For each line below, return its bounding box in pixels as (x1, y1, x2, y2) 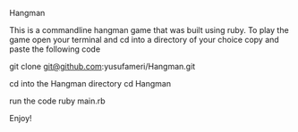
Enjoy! (9, 113, 33, 123)
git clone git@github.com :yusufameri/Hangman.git (9, 62, 196, 71)
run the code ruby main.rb (9, 95, 106, 106)
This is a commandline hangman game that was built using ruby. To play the (9, 25, 289, 35)
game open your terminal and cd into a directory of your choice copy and (9, 35, 279, 45)
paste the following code (9, 44, 101, 54)
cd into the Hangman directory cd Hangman (9, 78, 172, 88)
